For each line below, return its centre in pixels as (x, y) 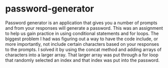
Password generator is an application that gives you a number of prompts (81, 23)
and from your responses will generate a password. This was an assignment (84, 28)
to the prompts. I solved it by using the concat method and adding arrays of (83, 49)
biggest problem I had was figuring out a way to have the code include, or (82, 39)
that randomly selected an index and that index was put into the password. (82, 60)
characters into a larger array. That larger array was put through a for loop (82, 55)
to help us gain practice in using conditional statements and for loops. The (82, 33)
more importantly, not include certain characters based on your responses (82, 44)
